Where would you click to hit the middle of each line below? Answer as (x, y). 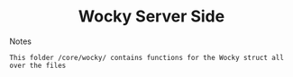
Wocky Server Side (151, 17)
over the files (38, 65)
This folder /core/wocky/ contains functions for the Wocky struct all (146, 57)
